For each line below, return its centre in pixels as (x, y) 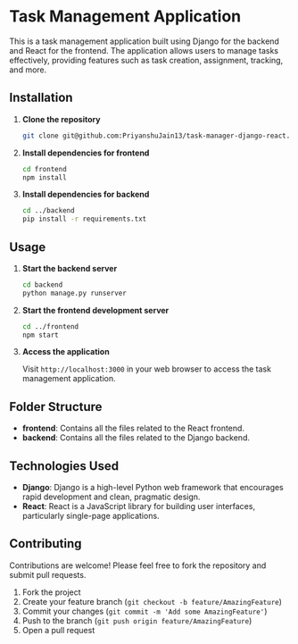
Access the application (66, 352)
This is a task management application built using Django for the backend (144, 41)
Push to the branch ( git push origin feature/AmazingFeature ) (137, 620)
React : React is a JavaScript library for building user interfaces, (139, 506)
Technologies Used (64, 466)
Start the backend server (70, 268)
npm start (41, 335)
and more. (28, 70)
